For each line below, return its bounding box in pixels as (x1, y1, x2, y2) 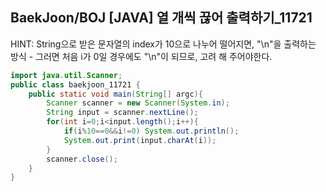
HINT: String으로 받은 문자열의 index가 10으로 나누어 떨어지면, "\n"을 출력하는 (10, 38, 317, 50)
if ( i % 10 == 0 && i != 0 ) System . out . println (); (63, 126, 240, 137)
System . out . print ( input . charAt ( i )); (63, 135, 217, 145)
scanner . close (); (46, 154, 118, 164)
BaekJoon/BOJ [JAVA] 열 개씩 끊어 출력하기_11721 (10, 9, 313, 27)
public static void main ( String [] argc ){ (28, 89, 203, 99)
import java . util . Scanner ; (10, 70, 123, 80)
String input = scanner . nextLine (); (46, 108, 199, 118)
